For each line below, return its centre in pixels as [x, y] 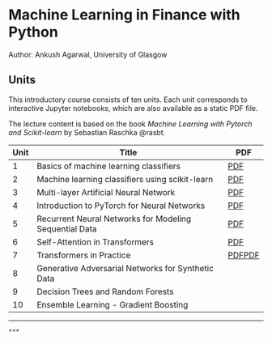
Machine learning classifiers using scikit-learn [125, 179]
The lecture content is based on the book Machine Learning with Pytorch [130, 124]
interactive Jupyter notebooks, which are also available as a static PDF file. [133, 108]
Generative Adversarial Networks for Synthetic [125, 268]
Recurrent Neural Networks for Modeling [114, 219]
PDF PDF [244, 255]
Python [33, 32]
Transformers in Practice [83, 255]
